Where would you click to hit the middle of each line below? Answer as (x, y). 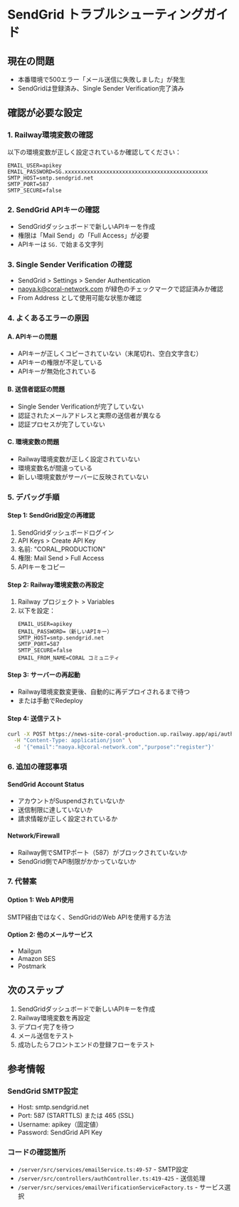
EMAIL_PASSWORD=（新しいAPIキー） (65, 632)
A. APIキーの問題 (32, 337)
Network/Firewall (34, 836)
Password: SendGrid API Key (60, 1132)
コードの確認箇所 (37, 1152)
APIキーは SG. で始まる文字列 (60, 244)
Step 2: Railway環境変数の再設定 (56, 585)
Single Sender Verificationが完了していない (81, 406)
